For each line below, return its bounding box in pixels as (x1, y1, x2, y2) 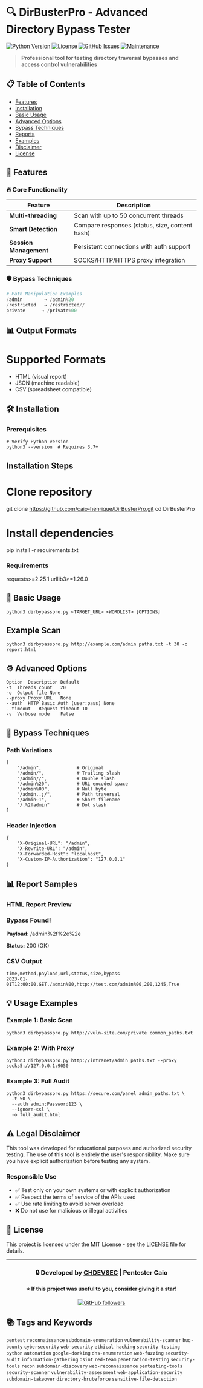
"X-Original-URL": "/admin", (17, 840, 91, 847)
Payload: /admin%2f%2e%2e (6, 930, 82, 937)
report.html (6, 647, 36, 653)
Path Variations (6, 746, 53, 754)
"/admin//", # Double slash (17, 775, 115, 781)
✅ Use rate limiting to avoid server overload (14, 1200, 124, 1207)
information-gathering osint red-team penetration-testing (21, 1357, 169, 1363)
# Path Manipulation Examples (6, 291, 83, 297)
